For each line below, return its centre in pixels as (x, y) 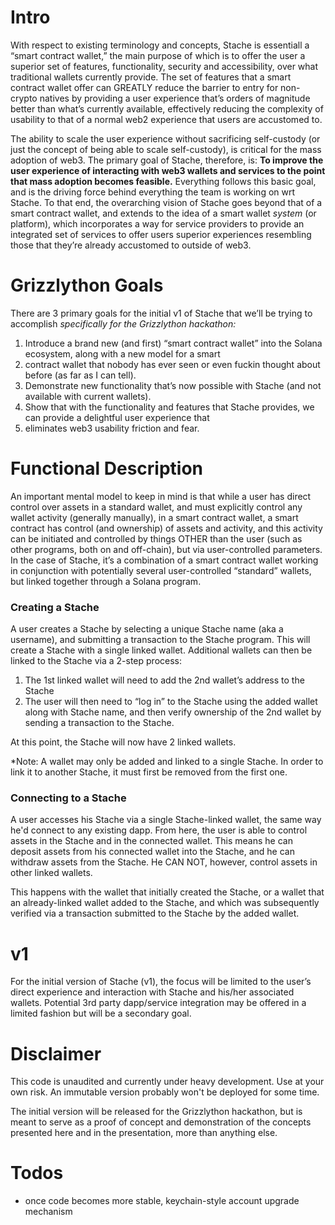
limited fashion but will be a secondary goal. (101, 1013)
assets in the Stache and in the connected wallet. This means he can (151, 841)
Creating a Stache (55, 607)
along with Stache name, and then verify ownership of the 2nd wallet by (173, 712)
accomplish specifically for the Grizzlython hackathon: (123, 323)
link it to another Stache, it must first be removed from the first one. (149, 772)
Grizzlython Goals (87, 285)
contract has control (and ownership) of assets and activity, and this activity (166, 528)
